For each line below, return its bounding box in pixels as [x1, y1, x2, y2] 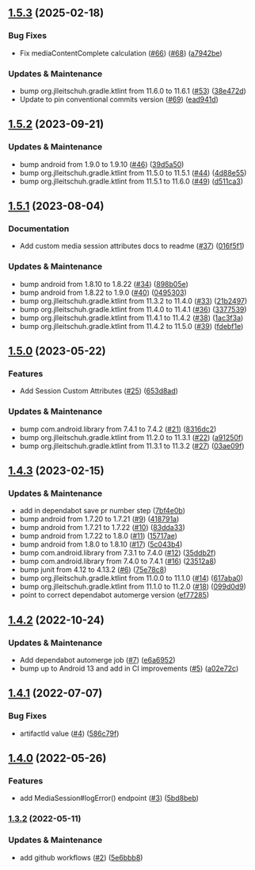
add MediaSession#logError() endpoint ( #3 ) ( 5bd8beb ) [19, 794, 200, 803]
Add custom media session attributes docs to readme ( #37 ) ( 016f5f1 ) [19, 242, 245, 251]
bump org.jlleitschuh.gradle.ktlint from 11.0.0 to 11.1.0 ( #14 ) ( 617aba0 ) [19, 574, 244, 583]
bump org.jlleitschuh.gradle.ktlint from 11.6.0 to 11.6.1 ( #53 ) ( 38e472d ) [19, 86, 247, 95]
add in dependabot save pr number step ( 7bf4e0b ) [19, 506, 186, 516]
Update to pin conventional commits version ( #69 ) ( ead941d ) [19, 95, 219, 104]
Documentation [8, 222, 70, 234]
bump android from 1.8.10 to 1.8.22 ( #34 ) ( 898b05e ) [19, 279, 188, 288]
